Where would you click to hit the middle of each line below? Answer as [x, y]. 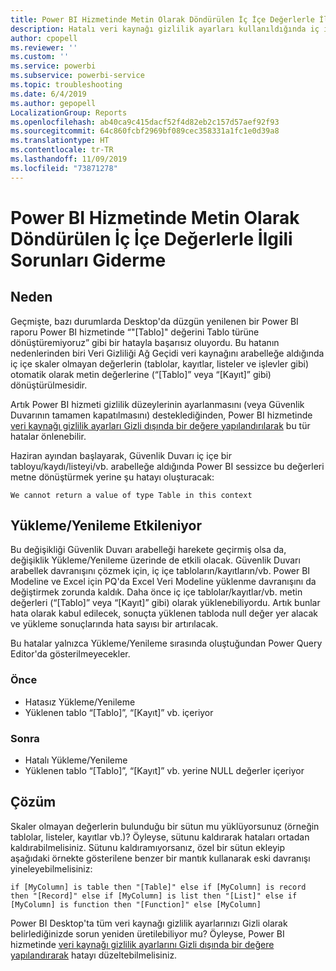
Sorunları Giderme [88, 260]
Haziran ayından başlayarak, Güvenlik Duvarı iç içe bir [121, 455]
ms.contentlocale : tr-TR [62, 150]
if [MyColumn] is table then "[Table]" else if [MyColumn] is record [158, 887]
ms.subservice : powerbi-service [77, 76]
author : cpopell [44, 38]
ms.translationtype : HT [60, 141]
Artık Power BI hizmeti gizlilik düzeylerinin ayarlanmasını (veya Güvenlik [157, 404]
